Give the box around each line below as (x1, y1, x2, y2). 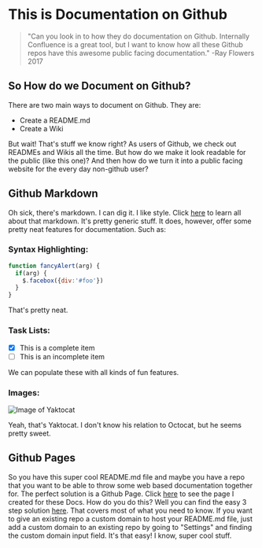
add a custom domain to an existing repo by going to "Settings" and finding (8, 522, 253, 531)
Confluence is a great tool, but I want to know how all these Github (27, 39, 244, 49)
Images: (8, 387, 40, 398)
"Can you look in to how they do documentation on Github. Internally (27, 31, 250, 41)
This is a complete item (19, 343, 95, 352)
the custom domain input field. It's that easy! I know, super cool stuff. (8, 531, 232, 540)
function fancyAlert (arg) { (8, 262, 101, 270)
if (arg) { (15, 269, 47, 277)
